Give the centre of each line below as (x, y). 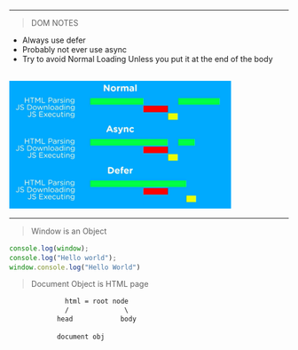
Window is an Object (69, 231)
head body (97, 319)
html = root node (97, 302)
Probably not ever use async (74, 49)
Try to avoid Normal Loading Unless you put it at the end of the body (147, 59)
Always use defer (54, 40)
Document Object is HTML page (90, 284)
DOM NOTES (55, 23)
